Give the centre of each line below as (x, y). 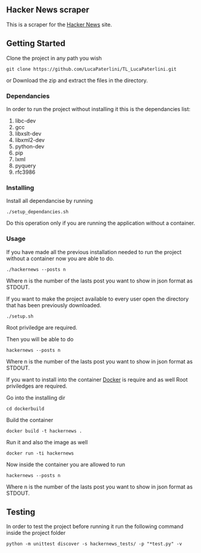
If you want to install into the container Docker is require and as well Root (97, 379)
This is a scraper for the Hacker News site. (59, 24)
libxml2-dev (30, 140)
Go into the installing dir (36, 397)
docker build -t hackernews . (44, 431)
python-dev (30, 146)
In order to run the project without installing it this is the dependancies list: (98, 109)
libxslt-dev (28, 133)
